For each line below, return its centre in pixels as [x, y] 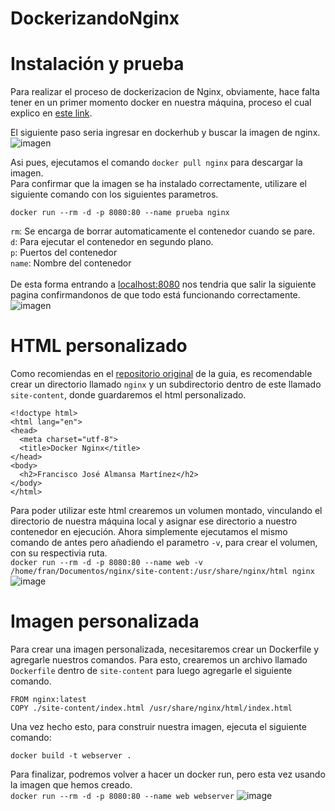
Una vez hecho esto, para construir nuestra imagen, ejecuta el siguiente [158, 726]
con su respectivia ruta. [59, 553]
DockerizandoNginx [95, 18]
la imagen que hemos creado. [71, 785]
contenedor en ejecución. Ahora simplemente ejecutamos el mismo [149, 532]
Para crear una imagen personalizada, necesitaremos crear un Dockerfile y [165, 649]
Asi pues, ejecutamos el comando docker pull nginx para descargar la [156, 163]
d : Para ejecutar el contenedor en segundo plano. [112, 242]
